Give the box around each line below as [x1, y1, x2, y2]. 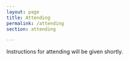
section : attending [6, 26, 56, 32]
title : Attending [6, 15, 51, 21]
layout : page [6, 9, 40, 15]
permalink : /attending [6, 20, 64, 26]
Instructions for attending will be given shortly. [6, 48, 123, 56]
